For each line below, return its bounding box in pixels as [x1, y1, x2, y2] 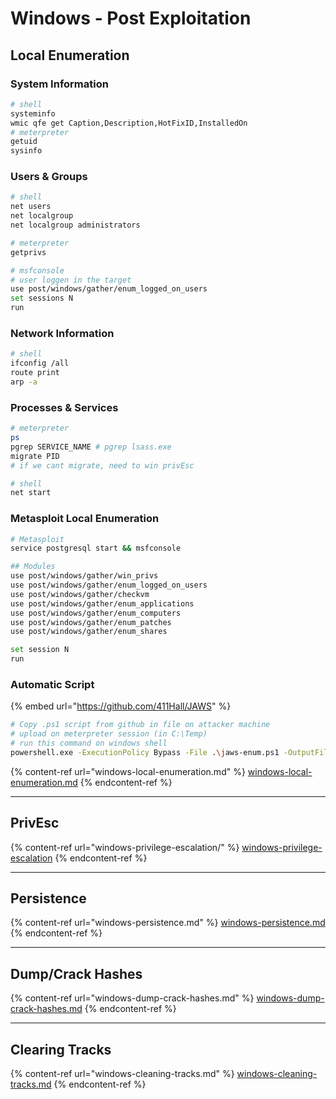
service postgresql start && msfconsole [10, 543, 182, 554]
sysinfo [10, 146, 43, 156]
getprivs [10, 247, 47, 257]
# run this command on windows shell [10, 738, 168, 749]
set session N [10, 645, 70, 655]
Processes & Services [10, 400, 119, 414]
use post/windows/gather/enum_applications [10, 598, 195, 609]
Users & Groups [10, 170, 88, 184]
